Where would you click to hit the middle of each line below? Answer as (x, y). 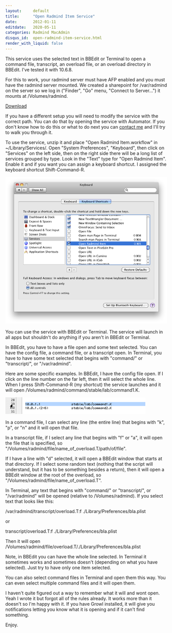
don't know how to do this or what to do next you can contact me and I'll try (85, 127)
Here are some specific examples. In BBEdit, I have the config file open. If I (84, 374)
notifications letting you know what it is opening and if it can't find (75, 609)
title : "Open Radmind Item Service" (50, 16)
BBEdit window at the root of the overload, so (53, 475)
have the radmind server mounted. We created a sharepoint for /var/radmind (86, 85)
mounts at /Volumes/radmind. (37, 96)
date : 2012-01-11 (31, 22)
